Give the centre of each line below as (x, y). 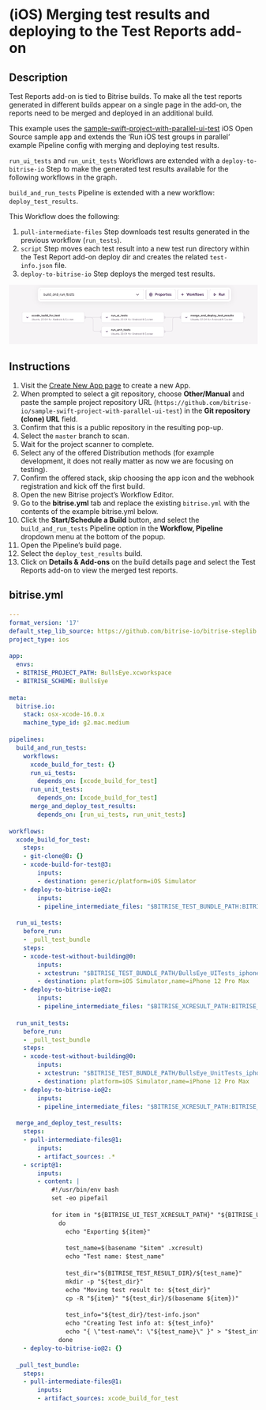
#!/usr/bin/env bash (85, 1190)
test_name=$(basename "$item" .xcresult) (134, 1248)
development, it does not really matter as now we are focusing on (127, 461)
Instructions (39, 367)
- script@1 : (43, 1165)
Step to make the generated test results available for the (137, 169)
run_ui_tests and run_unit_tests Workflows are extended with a (114, 161)
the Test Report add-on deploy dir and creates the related (114, 257)
